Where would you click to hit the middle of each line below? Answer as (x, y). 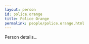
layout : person (20, 10)
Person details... (21, 37)
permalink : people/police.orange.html (44, 23)
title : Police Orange (27, 19)
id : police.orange (23, 14)
